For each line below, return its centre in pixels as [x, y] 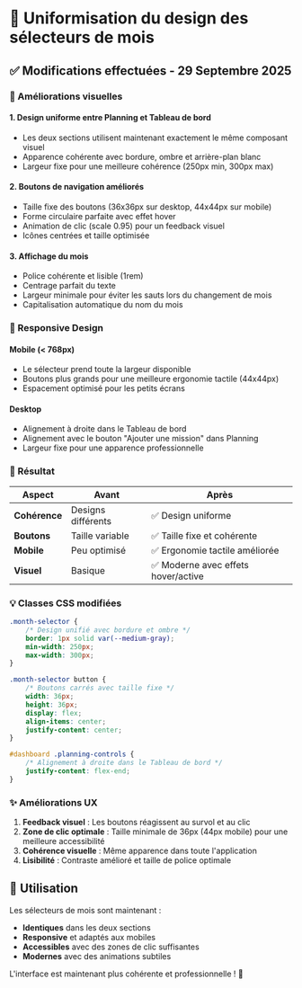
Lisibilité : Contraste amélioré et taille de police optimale [127, 860]
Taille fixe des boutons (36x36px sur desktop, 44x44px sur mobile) [147, 207]
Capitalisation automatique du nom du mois [102, 305]
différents [91, 521]
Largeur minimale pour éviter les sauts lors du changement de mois [147, 295]
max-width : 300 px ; [60, 655]
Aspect [38, 494]
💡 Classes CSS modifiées [66, 603]
